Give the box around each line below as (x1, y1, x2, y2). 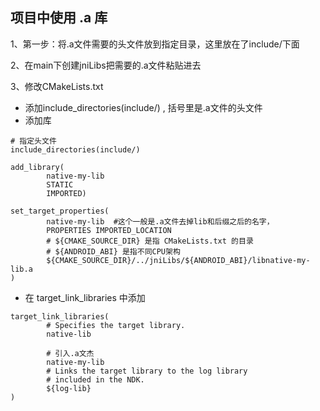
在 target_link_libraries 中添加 (24, 291, 146, 303)
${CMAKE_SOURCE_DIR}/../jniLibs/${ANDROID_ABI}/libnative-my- (46, 255, 311, 265)
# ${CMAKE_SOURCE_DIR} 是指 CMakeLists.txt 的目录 (46, 236, 254, 246)
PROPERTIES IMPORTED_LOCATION (46, 225, 172, 235)
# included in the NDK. (46, 374, 145, 385)
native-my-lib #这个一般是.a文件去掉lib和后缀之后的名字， (46, 216, 275, 227)
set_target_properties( (10, 206, 110, 216)
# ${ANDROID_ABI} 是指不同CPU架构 (46, 246, 181, 257)
